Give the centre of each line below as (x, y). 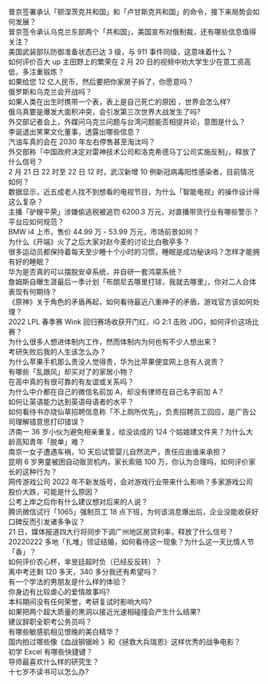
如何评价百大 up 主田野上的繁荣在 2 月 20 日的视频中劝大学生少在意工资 (126, 62)
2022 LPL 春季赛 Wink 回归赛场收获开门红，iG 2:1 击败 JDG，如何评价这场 (130, 322)
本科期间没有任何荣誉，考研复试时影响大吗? (80, 602)
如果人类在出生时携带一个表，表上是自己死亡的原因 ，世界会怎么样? (120, 102)
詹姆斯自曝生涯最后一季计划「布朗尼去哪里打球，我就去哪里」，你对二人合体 (132, 282)
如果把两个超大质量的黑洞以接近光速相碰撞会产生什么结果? (104, 612)
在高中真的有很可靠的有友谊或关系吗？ (71, 382)
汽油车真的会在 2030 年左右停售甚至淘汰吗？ (82, 142)
